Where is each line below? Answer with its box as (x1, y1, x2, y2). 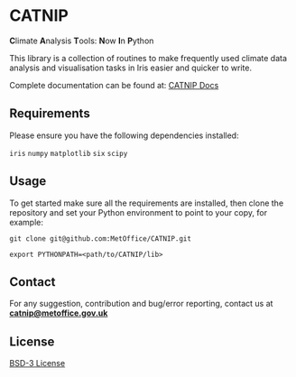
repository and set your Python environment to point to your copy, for (9, 207, 268, 217)
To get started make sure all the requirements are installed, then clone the (9, 198, 284, 208)
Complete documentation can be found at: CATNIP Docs (9, 79, 219, 90)
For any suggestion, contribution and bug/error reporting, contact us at (9, 299, 273, 309)
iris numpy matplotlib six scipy (9, 149, 128, 158)
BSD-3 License (9, 358, 66, 369)
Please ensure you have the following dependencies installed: (9, 130, 239, 141)
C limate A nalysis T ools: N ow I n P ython (9, 35, 154, 46)
